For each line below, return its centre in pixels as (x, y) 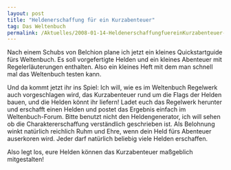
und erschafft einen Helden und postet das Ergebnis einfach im (97, 109)
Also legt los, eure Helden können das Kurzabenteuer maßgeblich (100, 152)
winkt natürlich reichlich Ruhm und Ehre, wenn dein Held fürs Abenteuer (109, 131)
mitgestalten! (26, 160)
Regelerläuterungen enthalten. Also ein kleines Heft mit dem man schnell (110, 67)
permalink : (23, 33)
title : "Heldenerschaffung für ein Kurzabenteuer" (81, 20)
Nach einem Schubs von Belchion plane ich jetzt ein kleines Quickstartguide (115, 52)
